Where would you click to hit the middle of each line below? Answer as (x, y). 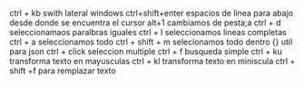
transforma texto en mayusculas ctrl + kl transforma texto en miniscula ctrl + (152, 61)
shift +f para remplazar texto (63, 71)
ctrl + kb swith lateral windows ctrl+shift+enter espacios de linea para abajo (151, 13)
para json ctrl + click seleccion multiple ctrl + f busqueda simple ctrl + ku (146, 52)
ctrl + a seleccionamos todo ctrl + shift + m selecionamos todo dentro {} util (151, 42)
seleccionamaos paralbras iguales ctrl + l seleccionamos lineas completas (148, 32)
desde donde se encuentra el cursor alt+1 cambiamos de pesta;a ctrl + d (145, 23)
